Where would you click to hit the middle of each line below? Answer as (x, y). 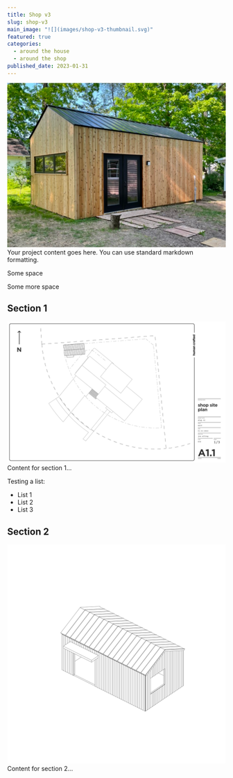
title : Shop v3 (29, 15)
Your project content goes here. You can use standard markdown (101, 252)
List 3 (25, 510)
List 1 (25, 495)
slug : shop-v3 (28, 22)
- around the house (42, 51)
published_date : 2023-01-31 (48, 66)
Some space (25, 273)
